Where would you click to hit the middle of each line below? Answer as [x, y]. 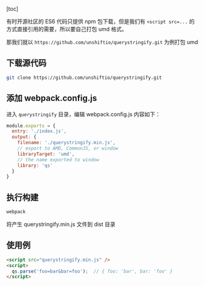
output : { [24, 137]
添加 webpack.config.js [52, 98]
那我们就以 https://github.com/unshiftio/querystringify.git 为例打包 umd [102, 42]
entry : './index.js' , [39, 131]
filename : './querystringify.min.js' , [66, 143]
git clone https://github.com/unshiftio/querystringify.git [84, 78]
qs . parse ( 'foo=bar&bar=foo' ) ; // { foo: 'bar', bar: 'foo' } [92, 271]
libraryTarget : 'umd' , [46, 154]
